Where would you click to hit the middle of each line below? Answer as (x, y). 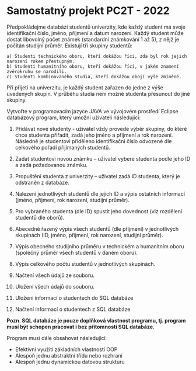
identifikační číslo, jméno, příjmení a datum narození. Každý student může (95, 33)
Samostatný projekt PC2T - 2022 (88, 11)
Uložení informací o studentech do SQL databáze (74, 298)
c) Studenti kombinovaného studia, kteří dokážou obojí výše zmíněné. (94, 77)
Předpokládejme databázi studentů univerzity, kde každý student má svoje (96, 27)
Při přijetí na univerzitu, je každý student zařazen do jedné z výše (85, 87)
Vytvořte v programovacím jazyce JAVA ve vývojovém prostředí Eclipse (92, 111)
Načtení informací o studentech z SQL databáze (73, 309)
